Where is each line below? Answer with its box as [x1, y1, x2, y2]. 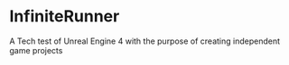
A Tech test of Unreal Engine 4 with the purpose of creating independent [9, 36, 281, 46]
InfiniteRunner [9, 6, 120, 27]
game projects [9, 45, 63, 55]
